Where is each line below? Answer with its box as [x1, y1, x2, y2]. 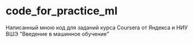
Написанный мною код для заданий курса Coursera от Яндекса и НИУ [5, 24, 188, 31]
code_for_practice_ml [5, 4, 118, 18]
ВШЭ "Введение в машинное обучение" [5, 30, 110, 37]
